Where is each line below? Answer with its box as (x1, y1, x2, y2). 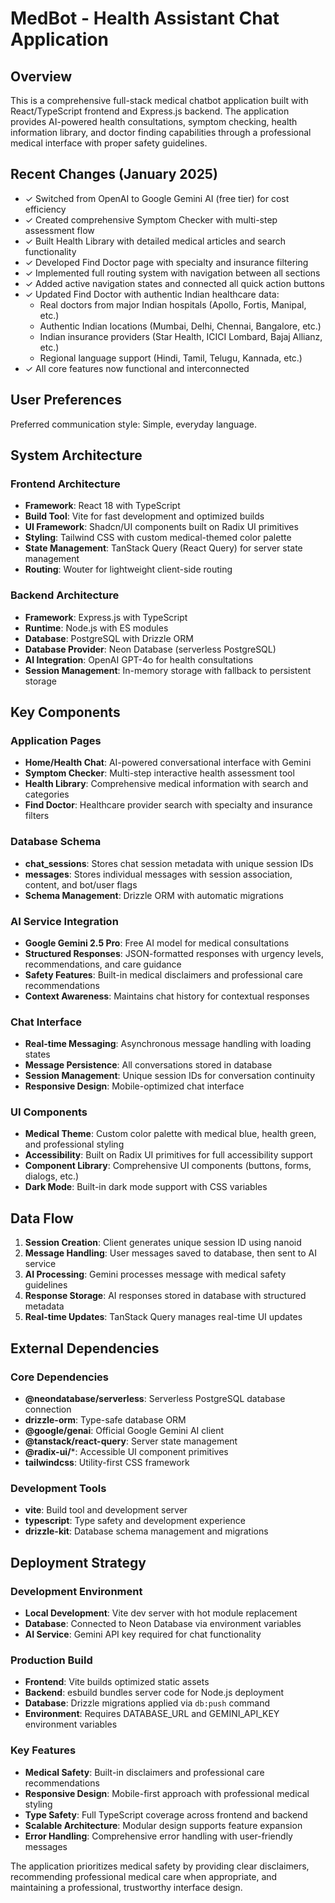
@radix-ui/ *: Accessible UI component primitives (24, 1445, 229, 1457)
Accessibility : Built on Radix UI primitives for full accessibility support (24, 1149, 313, 1161)
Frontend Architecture (10, 477, 121, 491)
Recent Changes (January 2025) (10, 166, 218, 183)
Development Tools (10, 1481, 107, 1495)
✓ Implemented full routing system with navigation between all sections (24, 267, 321, 279)
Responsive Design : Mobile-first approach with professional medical (24, 1787, 310, 1799)
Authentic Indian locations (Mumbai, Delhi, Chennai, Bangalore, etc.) (39, 320, 322, 332)
